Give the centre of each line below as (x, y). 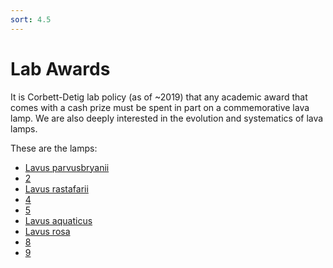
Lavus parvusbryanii (67, 167)
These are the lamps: (54, 148)
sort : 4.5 (31, 19)
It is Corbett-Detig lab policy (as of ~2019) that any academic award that (159, 97)
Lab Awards (60, 68)
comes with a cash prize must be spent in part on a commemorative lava (160, 107)
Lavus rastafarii (56, 188)
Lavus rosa (47, 231)
